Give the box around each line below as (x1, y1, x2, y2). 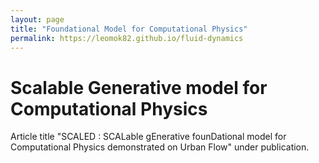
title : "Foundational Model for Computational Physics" (10, 24, 248, 34)
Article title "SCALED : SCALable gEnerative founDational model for (10, 131, 287, 143)
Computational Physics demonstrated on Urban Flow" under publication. (10, 141, 310, 153)
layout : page (10, 14, 65, 25)
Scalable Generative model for (10, 76, 268, 99)
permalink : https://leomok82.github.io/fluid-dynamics (10, 33, 244, 43)
